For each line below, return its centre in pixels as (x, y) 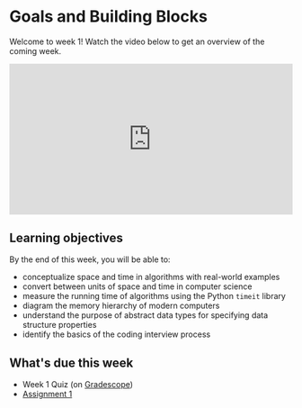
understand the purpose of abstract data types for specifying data (145, 315)
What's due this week (71, 363)
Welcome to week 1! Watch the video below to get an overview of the (137, 41)
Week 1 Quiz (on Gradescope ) (77, 385)
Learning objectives (67, 237)
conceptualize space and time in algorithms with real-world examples (151, 277)
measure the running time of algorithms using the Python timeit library (154, 296)
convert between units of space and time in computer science (137, 286)
